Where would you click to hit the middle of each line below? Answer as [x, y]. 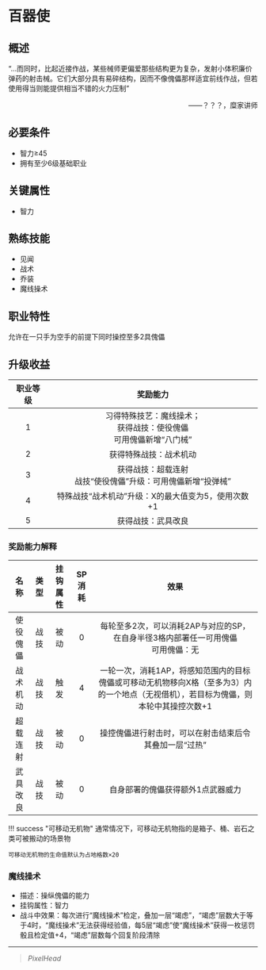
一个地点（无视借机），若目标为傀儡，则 [179, 695]
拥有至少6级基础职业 [53, 163]
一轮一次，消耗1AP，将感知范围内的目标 [175, 671]
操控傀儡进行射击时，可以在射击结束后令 [175, 733]
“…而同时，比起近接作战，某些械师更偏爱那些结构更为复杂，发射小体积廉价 [131, 69]
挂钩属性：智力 [44, 905]
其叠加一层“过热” [175, 745]
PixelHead [44, 958]
